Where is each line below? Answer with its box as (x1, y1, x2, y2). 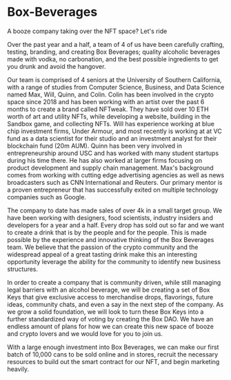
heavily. (7, 365, 30, 373)
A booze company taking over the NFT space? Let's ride (7, 27, 168, 35)
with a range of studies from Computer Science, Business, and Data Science (7, 83, 225, 91)
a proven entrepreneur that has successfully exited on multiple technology (7, 186, 219, 194)
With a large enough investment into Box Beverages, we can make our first (7, 343, 219, 351)
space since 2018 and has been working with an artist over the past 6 (7, 97, 205, 106)
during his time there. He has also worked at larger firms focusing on (7, 156, 202, 164)
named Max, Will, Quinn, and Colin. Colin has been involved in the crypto (7, 90, 214, 99)
